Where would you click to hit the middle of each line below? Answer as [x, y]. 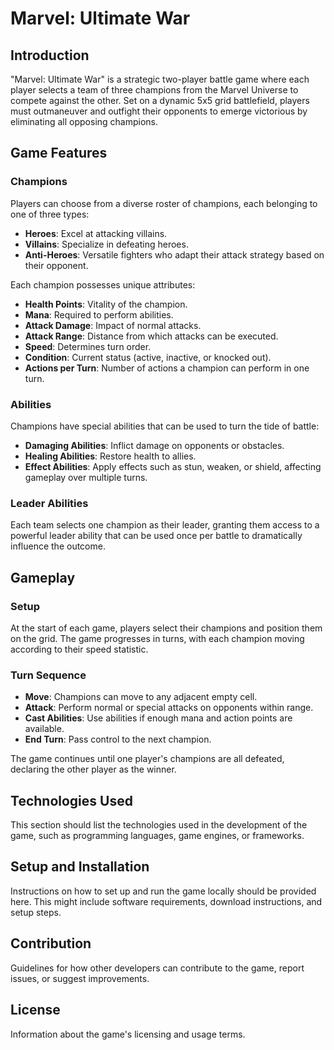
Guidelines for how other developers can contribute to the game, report [157, 968]
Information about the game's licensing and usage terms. [128, 1034]
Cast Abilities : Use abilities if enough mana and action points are [158, 718]
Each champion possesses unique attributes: [103, 284]
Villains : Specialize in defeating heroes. [106, 244]
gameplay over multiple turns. [86, 477]
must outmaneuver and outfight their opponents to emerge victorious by [159, 111]
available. [44, 729]
